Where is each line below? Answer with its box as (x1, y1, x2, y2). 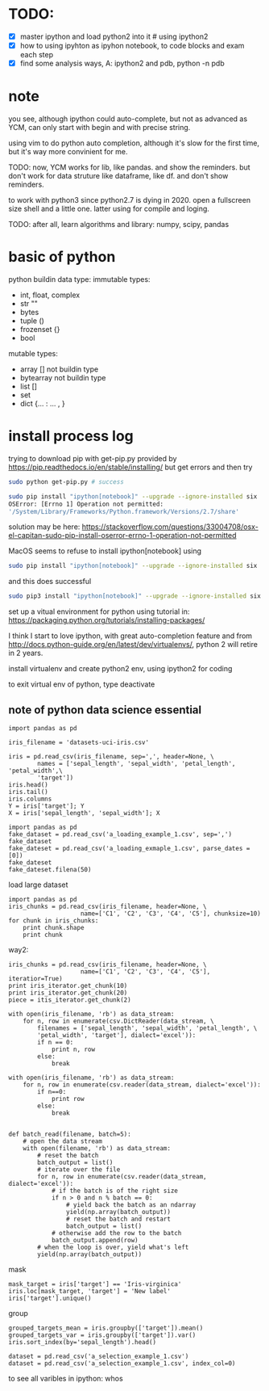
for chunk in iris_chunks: (8, 917, 99, 925)
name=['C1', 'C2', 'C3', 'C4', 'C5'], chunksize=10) (80, 910, 262, 918)
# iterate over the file (37, 1166, 121, 1174)
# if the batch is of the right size (51, 1187, 179, 1195)
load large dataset (8, 880, 68, 889)
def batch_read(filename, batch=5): (8, 1130, 131, 1138)
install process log (8, 427, 134, 445)
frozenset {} (19, 325, 60, 334)
